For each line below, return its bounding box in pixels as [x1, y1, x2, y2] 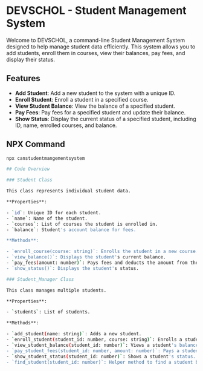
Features [6, 73, 40, 84]
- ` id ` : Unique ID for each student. [6, 209, 101, 215]
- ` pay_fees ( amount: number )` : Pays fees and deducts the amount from [6, 260, 188, 266]
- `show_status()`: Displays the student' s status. [6, 265, 139, 271]
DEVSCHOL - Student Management [6, 4, 187, 18]
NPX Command [6, 139, 65, 149]
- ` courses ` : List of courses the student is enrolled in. [6, 221, 158, 227]
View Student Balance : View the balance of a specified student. [14, 102, 175, 110]
